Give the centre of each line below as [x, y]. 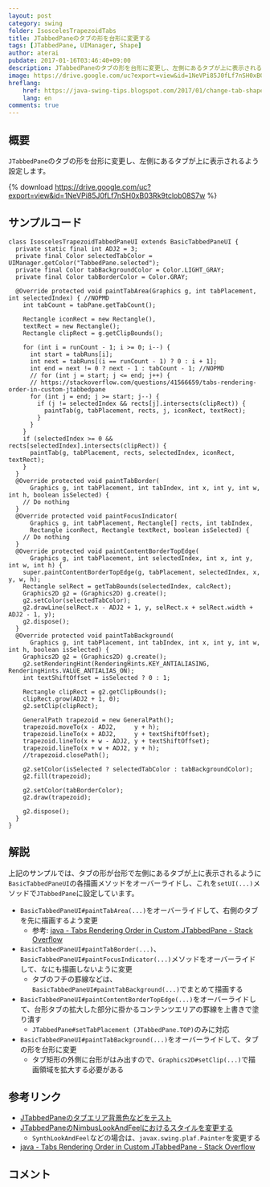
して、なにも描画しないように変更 [76, 968]
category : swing [35, 23]
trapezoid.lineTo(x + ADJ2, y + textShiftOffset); [117, 734]
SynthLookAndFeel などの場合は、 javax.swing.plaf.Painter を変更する [146, 1138]
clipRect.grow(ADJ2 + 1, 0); [72, 699]
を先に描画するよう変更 [59, 920]
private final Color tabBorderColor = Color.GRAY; [102, 277]
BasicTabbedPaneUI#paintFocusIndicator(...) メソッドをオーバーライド [138, 959]
